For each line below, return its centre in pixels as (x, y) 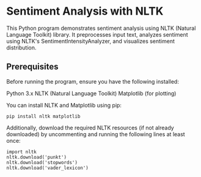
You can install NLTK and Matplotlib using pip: (64, 105)
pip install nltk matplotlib (43, 116)
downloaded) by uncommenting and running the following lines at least (96, 134)
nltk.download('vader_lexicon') (47, 168)
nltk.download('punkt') (37, 157)
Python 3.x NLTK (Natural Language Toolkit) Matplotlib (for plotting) (91, 93)
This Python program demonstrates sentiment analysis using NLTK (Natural (101, 28)
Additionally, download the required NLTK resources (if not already (90, 128)
